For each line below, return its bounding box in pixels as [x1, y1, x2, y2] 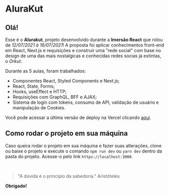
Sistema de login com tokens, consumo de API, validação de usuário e [12, 99, 159, 105]
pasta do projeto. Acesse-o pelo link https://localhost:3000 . [5, 153, 133, 160]
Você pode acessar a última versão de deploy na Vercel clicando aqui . [5, 114, 151, 121]
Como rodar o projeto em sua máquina [5, 129, 128, 138]
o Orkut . [5, 58, 23, 64]
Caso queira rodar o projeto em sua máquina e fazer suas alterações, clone [5, 142, 162, 148]
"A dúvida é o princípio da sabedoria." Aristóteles [17, 173, 120, 179]
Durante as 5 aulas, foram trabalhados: [5, 68, 86, 74]
